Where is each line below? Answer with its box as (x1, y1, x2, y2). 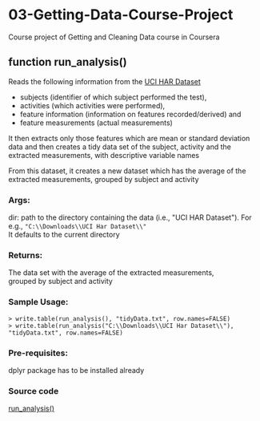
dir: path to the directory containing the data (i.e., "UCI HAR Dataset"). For (8, 213, 252, 222)
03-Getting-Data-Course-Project (8, 6, 234, 24)
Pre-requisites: (8, 347, 68, 358)
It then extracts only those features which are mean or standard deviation (8, 133, 250, 143)
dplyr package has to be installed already (8, 365, 145, 374)
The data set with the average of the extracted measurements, (8, 268, 214, 277)
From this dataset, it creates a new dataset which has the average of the (8, 166, 246, 176)
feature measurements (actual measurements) (19, 118, 174, 128)
